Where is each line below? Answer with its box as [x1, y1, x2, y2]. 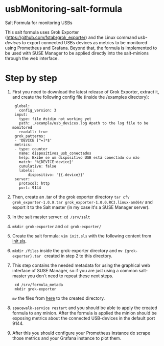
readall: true [19, 129, 48, 134]
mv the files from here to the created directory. [12, 295, 105, 301]
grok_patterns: [14, 134, 46, 139]
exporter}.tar [12, 254, 41, 259]
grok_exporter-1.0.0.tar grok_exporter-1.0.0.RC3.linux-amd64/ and [12, 199, 153, 205]
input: [14, 112, 28, 117]
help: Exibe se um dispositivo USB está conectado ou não [19, 155, 140, 160]
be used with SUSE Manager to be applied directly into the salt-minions [5, 50, 149, 56]
